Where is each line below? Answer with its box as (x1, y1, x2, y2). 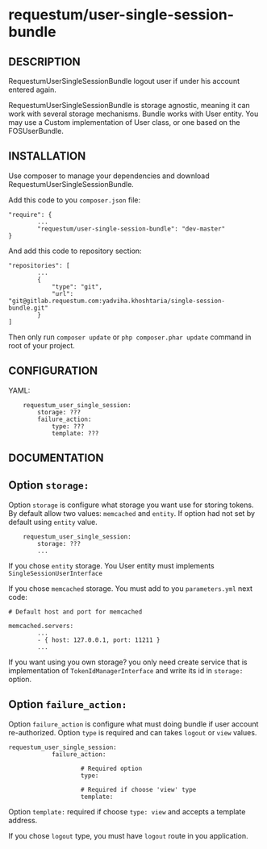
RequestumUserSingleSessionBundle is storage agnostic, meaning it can (8, 101, 250, 110)
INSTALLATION (8, 149, 86, 163)
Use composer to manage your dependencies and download (8, 171, 210, 181)
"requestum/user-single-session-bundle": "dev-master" (37, 224, 226, 233)
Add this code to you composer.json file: (8, 195, 141, 205)
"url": (51, 289, 74, 298)
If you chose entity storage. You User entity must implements (8, 560, 215, 570)
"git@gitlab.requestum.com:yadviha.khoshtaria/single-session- (8, 297, 226, 305)
